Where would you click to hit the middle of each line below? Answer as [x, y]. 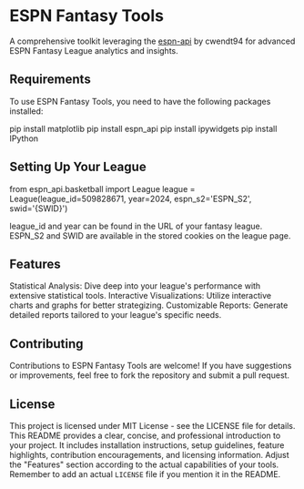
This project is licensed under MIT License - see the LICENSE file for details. [152, 426]
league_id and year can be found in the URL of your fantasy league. [136, 226]
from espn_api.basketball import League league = [102, 188]
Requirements [50, 80]
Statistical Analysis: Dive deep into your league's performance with [135, 286]
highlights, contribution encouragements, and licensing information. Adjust [149, 455]
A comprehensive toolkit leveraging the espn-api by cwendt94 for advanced [152, 41]
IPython [24, 138]
